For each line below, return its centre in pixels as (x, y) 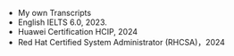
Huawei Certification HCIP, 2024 (78, 32)
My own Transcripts (54, 13)
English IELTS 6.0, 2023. (62, 22)
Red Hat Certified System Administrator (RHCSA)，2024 (121, 42)
